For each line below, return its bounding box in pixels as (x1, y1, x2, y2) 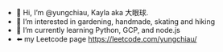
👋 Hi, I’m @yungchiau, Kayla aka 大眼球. (15, 8, 149, 17)
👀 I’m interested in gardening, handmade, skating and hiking (15, 17, 216, 26)
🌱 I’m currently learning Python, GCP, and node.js (15, 26, 181, 34)
